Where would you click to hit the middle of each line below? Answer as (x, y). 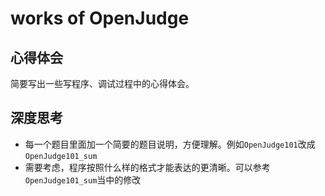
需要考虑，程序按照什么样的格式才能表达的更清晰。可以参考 (147, 167)
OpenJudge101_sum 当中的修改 (83, 179)
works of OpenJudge (100, 18)
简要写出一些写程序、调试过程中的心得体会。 (102, 83)
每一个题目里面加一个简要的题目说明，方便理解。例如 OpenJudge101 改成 (170, 144)
